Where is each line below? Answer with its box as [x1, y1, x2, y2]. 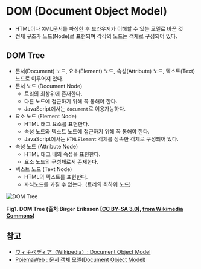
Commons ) [6, 212, 35, 219]
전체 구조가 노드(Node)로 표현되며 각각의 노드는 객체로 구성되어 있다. [14, 32, 177, 40]
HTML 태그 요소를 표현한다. [24, 120, 89, 128]
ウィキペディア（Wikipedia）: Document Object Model [14, 248, 151, 255]
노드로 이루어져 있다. [14, 74, 64, 82]
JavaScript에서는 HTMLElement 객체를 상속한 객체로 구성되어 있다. [24, 135, 179, 143]
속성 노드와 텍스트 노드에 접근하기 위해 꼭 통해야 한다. [24, 128, 150, 135]
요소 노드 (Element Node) [14, 112, 77, 120]
